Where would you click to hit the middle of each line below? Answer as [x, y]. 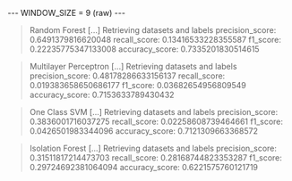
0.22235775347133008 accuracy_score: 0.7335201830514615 [144, 49]
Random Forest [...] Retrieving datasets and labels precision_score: [153, 30]
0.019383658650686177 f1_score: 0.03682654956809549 [137, 85]
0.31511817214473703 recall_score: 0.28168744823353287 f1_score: [156, 158]
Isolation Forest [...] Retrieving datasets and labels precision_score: [153, 148]
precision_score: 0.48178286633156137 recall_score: [127, 76]
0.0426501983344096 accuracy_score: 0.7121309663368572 [143, 131]
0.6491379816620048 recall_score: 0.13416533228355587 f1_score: [155, 40]
